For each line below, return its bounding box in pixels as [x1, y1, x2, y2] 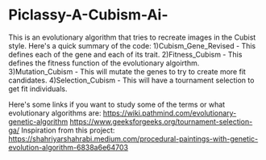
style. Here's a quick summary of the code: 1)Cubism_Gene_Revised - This [8, 40, 256, 50]
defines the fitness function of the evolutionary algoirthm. [8, 58, 200, 68]
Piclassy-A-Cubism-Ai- [8, 6, 168, 24]
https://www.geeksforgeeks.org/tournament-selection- [69, 116, 253, 126]
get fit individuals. [8, 83, 68, 94]
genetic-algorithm [8, 116, 69, 126]
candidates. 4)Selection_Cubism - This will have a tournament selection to [8, 75, 255, 85]
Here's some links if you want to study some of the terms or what [8, 99, 226, 109]
